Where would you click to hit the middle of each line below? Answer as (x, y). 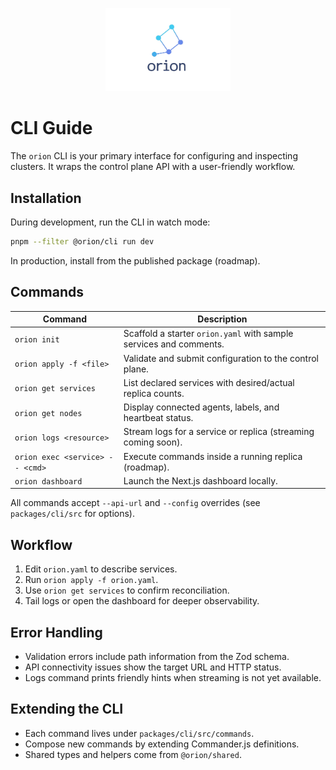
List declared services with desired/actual (209, 382)
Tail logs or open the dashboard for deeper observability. (142, 601)
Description (222, 319)
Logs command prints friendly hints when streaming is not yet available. (173, 678)
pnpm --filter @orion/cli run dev (82, 241)
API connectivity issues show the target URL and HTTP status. (153, 667)
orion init (37, 339)
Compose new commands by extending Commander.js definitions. (162, 744)
